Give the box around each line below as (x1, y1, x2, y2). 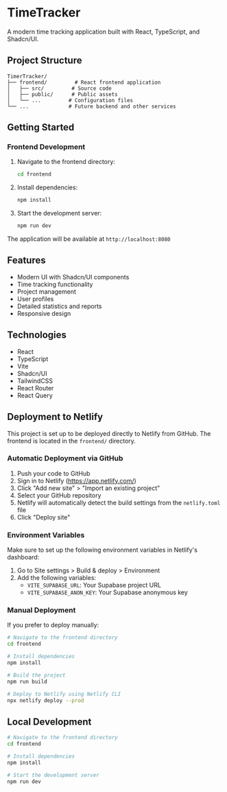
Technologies (7, 329, 67, 341)
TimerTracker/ (7, 73, 48, 80)
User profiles (16, 294, 54, 303)
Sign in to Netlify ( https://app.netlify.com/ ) (16, 476, 137, 485)
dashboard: (7, 553, 40, 561)
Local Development (7, 716, 92, 727)
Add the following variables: (16, 574, 97, 582)
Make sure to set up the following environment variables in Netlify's (7, 546, 198, 554)
